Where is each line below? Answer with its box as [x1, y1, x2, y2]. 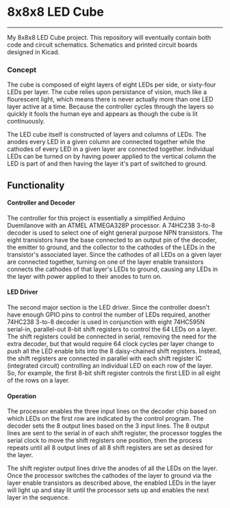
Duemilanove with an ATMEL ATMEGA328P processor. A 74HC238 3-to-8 [7, 221, 216, 229]
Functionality [7, 179, 65, 191]
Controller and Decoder [7, 198, 75, 207]
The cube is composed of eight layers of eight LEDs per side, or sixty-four [7, 80, 216, 89]
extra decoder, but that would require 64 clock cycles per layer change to [7, 340, 214, 348]
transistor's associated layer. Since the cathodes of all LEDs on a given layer [7, 250, 222, 258]
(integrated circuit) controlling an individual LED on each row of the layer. [7, 362, 214, 370]
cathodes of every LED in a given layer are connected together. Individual [7, 145, 214, 153]
